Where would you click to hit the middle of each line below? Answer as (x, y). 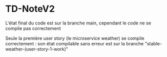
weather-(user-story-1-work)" (37, 49)
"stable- (153, 43)
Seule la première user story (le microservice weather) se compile (75, 38)
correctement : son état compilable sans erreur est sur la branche (75, 43)
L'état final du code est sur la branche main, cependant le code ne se (78, 23)
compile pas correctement (33, 28)
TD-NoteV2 (30, 9)
